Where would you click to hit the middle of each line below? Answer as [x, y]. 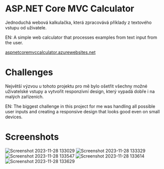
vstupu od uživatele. [26, 27]
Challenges [29, 72]
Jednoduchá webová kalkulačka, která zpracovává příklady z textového [79, 22]
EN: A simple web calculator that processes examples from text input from [81, 37]
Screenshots [32, 137]
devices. [14, 117]
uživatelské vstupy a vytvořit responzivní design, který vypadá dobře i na [80, 91]
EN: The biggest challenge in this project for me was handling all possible [80, 106]
